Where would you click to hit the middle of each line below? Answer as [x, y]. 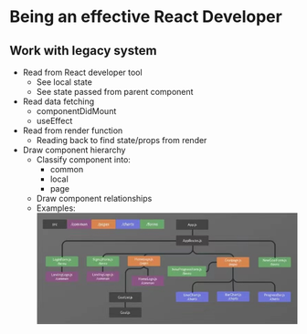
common [67, 169]
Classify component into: [83, 160]
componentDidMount [76, 111]
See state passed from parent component [115, 92]
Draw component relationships [94, 198]
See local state [64, 82]
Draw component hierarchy [74, 150]
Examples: [56, 208]
